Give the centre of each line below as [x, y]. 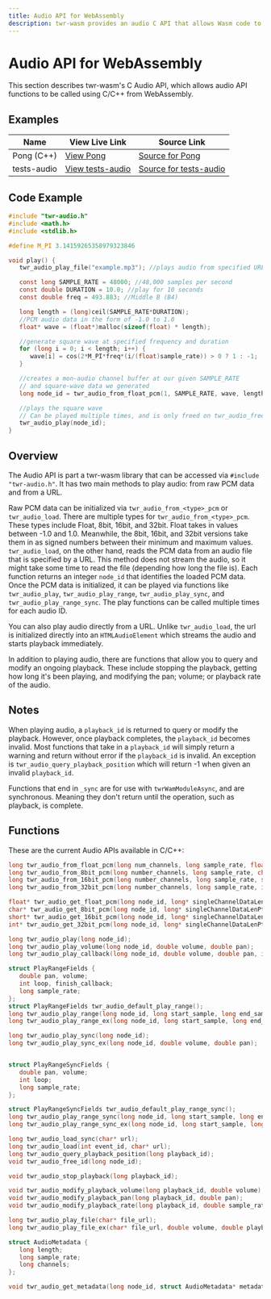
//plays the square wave [61, 408]
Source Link [182, 142]
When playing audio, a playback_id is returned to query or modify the [123, 729]
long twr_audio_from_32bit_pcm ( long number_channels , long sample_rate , [133, 888]
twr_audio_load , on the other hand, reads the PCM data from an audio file [130, 551]
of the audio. [29, 685]
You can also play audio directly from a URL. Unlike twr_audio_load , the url [132, 627]
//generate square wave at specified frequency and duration [124, 341]
